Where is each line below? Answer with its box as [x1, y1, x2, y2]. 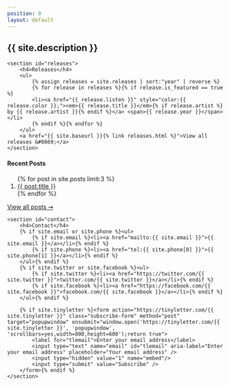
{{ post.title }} [17, 182, 56, 190]
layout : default [7, 17, 54, 23]
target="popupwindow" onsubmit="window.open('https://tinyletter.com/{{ [7, 318, 220, 325]
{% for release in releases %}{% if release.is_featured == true [32, 84, 224, 92]
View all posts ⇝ [7, 203, 54, 211]
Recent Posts [7, 159, 46, 167]
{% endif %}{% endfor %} [32, 121, 103, 128]
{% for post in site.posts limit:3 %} [17, 174, 115, 183]
